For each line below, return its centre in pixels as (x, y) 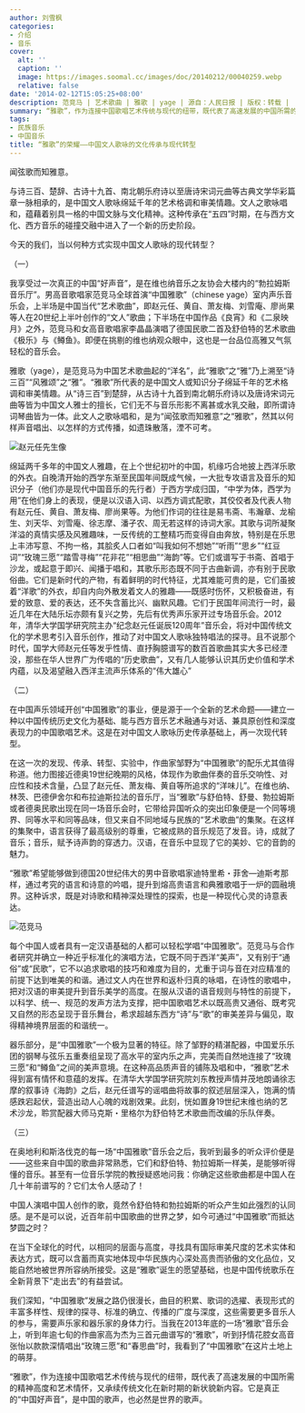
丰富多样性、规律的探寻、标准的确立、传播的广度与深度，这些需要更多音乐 (148, 1311)
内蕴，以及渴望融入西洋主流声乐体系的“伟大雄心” (101, 670)
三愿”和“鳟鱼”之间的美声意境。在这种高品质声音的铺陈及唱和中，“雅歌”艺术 (149, 1067)
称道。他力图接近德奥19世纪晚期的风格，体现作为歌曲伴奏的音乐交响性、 (145, 774)
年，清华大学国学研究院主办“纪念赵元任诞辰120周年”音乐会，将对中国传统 (147, 625)
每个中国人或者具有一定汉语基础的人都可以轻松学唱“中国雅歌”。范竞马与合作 (152, 946)
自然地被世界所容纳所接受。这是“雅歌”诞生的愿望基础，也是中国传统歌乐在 (156, 1269)
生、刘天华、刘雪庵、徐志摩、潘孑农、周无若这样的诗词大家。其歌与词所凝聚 (152, 523)
